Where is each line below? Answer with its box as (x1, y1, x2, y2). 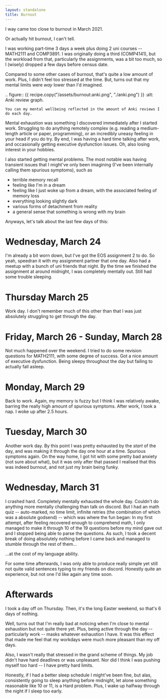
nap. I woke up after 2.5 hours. (5, 409, 68, 415)
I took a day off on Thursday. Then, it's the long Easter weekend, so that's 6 (5, 606, 161, 612)
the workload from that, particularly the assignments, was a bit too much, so (5, 56, 162, 62)
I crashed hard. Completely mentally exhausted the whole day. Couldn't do (5, 498, 159, 505)
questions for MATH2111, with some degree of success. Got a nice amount (5, 353, 158, 359)
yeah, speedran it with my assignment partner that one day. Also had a (5, 258, 151, 264)
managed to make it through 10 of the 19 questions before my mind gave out (5, 525, 162, 531)
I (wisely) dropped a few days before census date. (5, 61, 109, 67)
